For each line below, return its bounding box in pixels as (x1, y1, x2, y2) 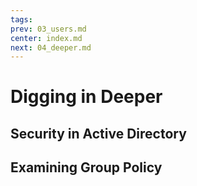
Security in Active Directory (10, 125, 187, 142)
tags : (10, 14, 33, 25)
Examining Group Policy (10, 159, 163, 176)
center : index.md (10, 33, 83, 43)
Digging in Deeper (10, 86, 163, 108)
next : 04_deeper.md (10, 42, 92, 53)
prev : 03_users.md (10, 24, 87, 34)
